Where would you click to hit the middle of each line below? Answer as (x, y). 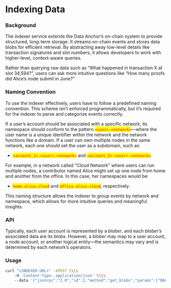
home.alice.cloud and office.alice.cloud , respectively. (71, 186)
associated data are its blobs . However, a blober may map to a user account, (85, 237)
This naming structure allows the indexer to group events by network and (82, 196)
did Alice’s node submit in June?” (40, 79)
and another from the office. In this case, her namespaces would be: (77, 176)
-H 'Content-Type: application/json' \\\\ (60, 276)
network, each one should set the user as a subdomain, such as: (73, 145)
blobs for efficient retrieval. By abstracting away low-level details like (78, 47)
